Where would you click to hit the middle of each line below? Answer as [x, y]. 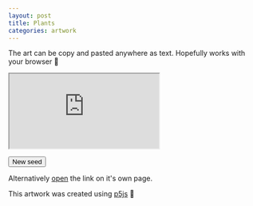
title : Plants [32, 23]
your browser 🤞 [34, 61]
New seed [27, 162]
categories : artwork [43, 30]
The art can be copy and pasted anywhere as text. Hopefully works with [127, 53]
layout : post [30, 16]
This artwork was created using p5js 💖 [71, 194]
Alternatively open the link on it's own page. [81, 178]
